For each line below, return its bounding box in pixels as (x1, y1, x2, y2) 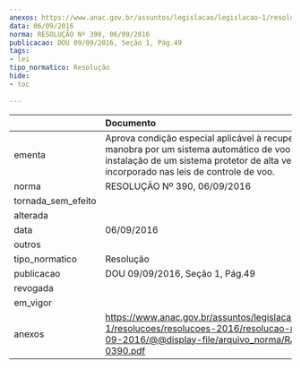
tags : (9, 47, 30, 56)
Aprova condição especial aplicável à (105, 132, 262, 144)
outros (13, 238, 42, 251)
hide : (9, 72, 30, 81)
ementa (13, 149, 47, 161)
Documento (105, 116, 157, 129)
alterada (13, 209, 49, 221)
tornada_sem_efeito (13, 194, 97, 207)
